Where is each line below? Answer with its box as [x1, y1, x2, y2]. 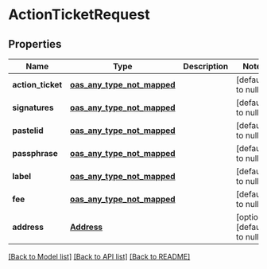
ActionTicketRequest [8, 6, 150, 24]
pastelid [12, 125, 44, 136]
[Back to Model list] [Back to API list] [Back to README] [8, 252, 191, 261]
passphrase [12, 148, 58, 158]
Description [183, 61, 229, 72]
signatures [12, 102, 54, 113]
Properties [8, 37, 62, 51]
